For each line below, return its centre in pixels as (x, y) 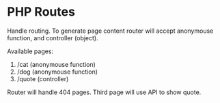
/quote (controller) (43, 78)
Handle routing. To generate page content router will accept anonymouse (110, 31)
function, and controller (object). (53, 38)
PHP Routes (41, 12)
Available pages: (30, 51)
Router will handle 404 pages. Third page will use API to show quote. (104, 92)
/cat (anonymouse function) (56, 64)
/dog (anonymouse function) (57, 72)
